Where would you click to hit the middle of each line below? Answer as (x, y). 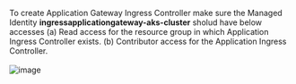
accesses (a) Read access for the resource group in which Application (139, 32)
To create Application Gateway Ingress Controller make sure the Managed (146, 13)
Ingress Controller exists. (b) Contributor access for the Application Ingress (148, 41)
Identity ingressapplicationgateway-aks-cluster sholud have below (136, 22)
